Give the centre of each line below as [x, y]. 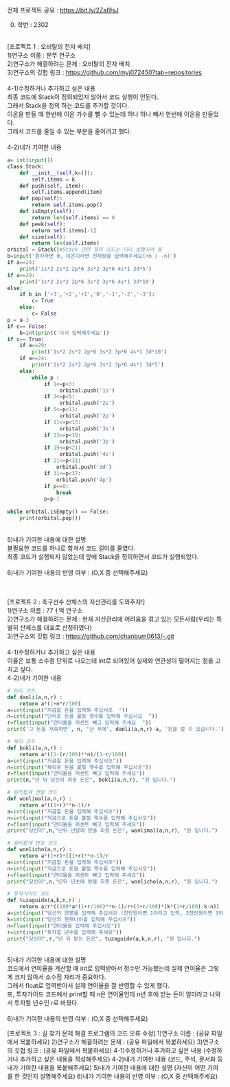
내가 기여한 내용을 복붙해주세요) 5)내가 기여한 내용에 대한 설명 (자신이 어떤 [106, 1068]
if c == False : [27, 326]
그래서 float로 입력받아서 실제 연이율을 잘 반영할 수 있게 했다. [89, 986]
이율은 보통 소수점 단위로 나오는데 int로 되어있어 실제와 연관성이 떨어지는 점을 [111, 660]
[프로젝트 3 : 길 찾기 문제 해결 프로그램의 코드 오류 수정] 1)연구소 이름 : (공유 [108, 1033]
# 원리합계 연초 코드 [32, 843]
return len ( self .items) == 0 [73, 218]
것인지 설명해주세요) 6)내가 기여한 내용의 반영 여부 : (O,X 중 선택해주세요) [120, 1076]
